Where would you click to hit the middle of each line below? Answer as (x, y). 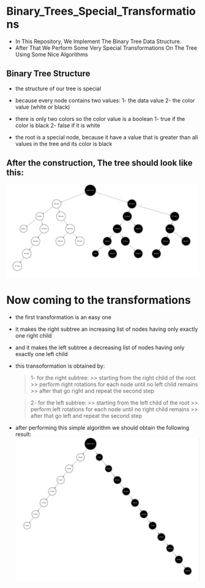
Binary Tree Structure (48, 74)
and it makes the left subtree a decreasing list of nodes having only (100, 347)
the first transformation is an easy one (63, 317)
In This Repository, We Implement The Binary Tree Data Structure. (98, 41)
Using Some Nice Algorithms (51, 54)
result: (23, 434)
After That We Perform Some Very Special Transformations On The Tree (106, 48)
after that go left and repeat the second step (86, 416)
